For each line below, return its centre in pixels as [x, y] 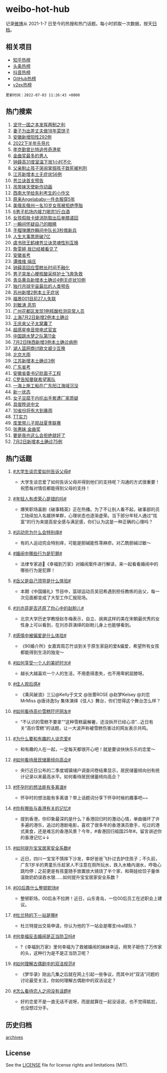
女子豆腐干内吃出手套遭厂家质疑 [45, 398]
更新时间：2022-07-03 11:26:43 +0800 [43, 95]
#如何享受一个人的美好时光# [42, 663]
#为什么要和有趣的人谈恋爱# [42, 739]
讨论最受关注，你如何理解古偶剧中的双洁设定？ [68, 981]
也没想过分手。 [36, 1008]
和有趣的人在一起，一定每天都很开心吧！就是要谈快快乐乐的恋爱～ [88, 749]
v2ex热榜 [22, 85]
